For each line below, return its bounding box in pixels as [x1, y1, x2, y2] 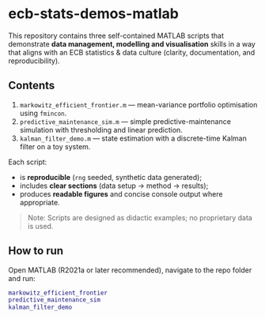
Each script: [8, 157, 47, 167]
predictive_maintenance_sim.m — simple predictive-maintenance [19, 116, 232, 126]
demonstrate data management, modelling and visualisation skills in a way [8, 39, 256, 48]
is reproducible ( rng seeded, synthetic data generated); [19, 172, 203, 182]
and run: [8, 273, 36, 283]
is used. [27, 221, 54, 231]
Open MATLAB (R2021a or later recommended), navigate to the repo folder [8, 265, 252, 275]
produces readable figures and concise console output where [19, 189, 223, 198]
